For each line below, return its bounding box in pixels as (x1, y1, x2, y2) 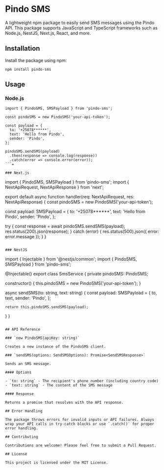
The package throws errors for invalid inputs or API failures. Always (5, 417, 154, 422)
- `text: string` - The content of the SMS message (5, 383, 113, 388)
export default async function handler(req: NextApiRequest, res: (5, 194, 135, 200)
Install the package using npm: (5, 57, 67, 63)
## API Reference (5, 327, 41, 332)
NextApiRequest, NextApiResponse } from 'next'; (5, 184, 104, 190)
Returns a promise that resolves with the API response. (5, 400, 124, 405)
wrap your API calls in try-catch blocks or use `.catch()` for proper (5, 421, 154, 427)
